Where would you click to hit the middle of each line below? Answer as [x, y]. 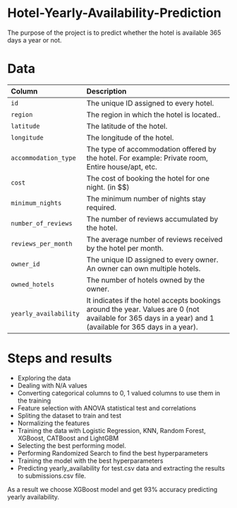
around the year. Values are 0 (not [143, 309]
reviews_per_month [42, 243]
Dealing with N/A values [53, 385]
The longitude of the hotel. [130, 137]
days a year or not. [35, 40]
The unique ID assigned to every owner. [152, 260]
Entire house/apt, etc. [122, 166]
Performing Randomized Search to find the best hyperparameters [113, 453]
